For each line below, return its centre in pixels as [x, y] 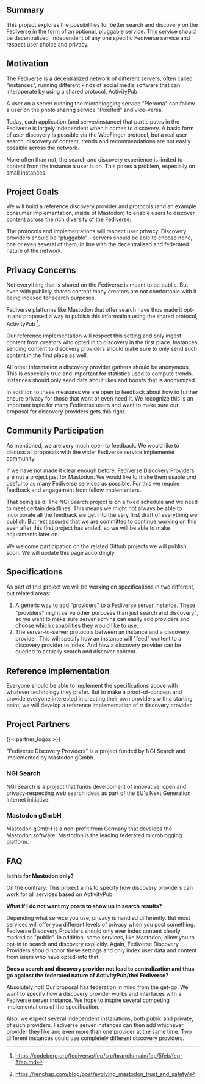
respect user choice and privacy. [48, 44]
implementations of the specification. [53, 1007]
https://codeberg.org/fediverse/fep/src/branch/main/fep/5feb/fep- [99, 1056]
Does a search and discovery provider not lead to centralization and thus [100, 969]
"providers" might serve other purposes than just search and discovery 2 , [107, 612]
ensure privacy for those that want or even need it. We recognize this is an [100, 398]
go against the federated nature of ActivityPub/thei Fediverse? [88, 976]
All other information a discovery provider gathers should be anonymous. [98, 367]
